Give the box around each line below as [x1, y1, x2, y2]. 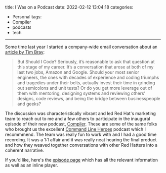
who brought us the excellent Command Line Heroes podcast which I [5, 126, 146, 132]
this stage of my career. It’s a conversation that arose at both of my [17, 64, 154, 70]
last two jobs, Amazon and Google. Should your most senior [17, 69, 139, 75]
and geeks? [17, 101, 41, 107]
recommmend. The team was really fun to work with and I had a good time [5, 131, 157, 137]
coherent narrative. [5, 147, 44, 153]
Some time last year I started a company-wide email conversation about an [5, 44, 158, 50]
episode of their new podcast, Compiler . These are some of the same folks [5, 121, 157, 127]
